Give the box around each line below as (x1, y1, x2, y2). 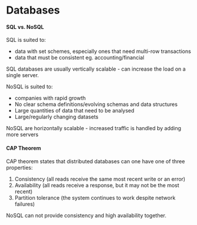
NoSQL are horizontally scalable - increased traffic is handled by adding (6, 125, 182, 132)
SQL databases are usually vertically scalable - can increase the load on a (6, 65, 186, 72)
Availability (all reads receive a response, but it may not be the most (14, 181, 180, 188)
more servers (6, 131, 39, 138)
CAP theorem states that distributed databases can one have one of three (6, 157, 185, 165)
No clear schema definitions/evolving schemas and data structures (14, 101, 178, 108)
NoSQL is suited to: (6, 83, 53, 90)
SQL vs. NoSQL (6, 23, 44, 30)
